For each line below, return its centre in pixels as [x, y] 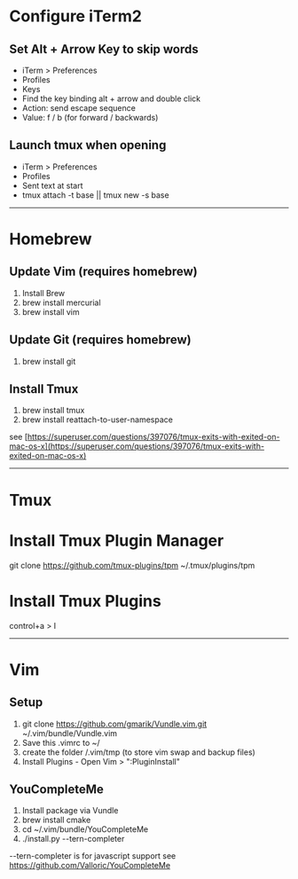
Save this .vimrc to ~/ [61, 742]
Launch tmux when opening [88, 145]
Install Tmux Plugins [85, 601]
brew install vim [51, 311]
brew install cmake [56, 820]
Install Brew [43, 293]
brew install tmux [53, 411]
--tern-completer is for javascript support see [93, 856]
